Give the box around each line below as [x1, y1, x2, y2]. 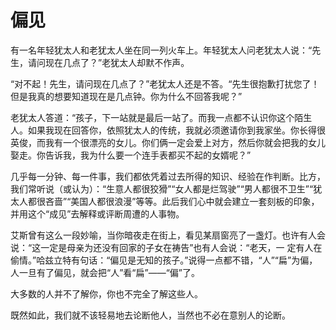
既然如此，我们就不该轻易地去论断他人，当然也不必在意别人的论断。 [10, 309, 291, 321]
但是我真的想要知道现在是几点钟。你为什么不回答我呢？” [10, 90, 243, 102]
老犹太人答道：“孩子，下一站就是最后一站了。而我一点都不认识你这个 [10, 111, 295, 123]
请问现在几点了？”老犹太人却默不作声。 [27, 56, 190, 68]
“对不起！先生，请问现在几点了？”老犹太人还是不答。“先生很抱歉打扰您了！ [10, 77, 320, 90]
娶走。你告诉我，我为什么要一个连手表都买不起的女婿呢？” [10, 149, 252, 161]
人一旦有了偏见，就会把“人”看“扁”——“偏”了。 [10, 266, 200, 278]
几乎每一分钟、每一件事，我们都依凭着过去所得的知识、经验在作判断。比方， [10, 170, 326, 182]
